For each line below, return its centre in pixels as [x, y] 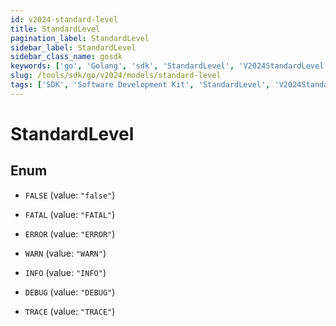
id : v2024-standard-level [64, 19]
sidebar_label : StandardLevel [73, 47]
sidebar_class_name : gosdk [66, 57]
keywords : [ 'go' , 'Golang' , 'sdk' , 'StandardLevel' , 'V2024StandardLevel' [169, 66]
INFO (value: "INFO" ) [65, 272]
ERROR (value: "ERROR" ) [70, 233]
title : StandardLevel [55, 29]
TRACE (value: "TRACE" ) [70, 311]
